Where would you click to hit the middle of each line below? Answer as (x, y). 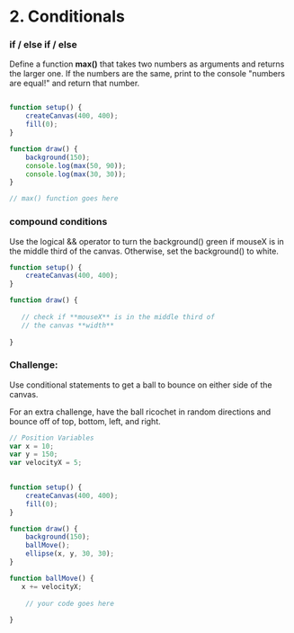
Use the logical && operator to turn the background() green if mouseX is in (147, 241)
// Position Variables (52, 438)
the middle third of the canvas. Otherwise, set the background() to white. (144, 251)
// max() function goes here (64, 199)
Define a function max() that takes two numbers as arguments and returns (147, 64)
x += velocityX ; (52, 586)
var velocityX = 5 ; (46, 463)
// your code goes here (70, 603)
